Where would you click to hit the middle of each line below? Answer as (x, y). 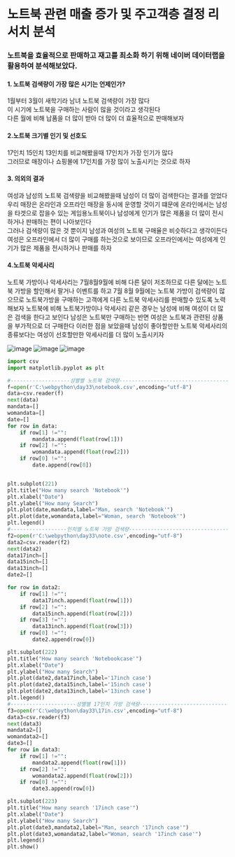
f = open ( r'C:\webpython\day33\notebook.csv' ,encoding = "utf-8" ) (100, 387)
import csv (23, 361)
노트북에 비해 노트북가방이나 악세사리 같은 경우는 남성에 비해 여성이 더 (121, 308)
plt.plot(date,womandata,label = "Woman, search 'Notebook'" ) (97, 516)
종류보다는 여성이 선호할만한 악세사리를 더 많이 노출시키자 (86, 334)
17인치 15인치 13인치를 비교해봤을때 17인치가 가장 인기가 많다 (90, 153)
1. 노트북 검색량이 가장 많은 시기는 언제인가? (66, 84)
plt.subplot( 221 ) (33, 483)
